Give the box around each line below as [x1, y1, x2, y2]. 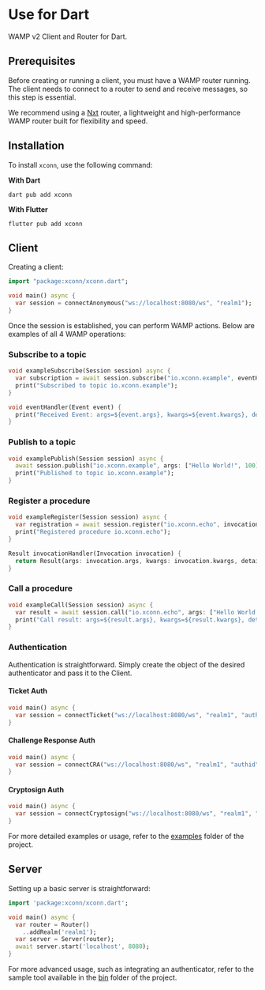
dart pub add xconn [8, 191, 73, 198]
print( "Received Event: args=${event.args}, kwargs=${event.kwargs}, [15, 410, 248, 418]
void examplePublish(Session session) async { [8, 455, 164, 463]
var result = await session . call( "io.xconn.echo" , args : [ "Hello [15, 608, 235, 616]
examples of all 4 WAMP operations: [8, 329, 126, 338]
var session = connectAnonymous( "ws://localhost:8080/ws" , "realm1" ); [15, 299, 252, 308]
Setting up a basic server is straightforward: [8, 883, 151, 893]
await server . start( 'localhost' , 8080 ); [15, 943, 150, 950]
